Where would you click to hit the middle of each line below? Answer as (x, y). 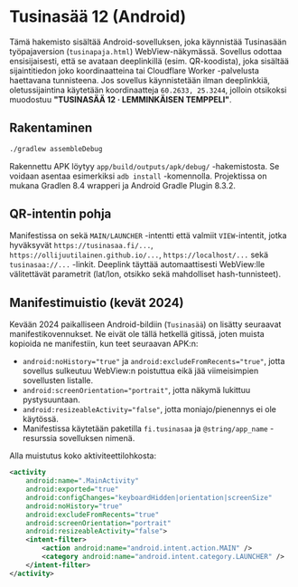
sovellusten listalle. (57, 380)
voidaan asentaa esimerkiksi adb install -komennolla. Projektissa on (138, 176)
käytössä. (40, 419)
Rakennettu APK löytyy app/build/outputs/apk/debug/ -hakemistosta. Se (144, 166)
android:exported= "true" (72, 489)
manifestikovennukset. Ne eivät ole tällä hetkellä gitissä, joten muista (137, 334)
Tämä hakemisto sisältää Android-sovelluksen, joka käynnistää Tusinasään (148, 42)
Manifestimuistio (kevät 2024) (97, 302)
